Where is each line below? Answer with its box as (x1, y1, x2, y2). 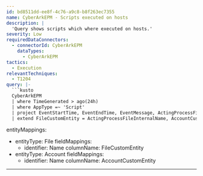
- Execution (11, 64, 42, 71)
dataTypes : (17, 48, 45, 54)
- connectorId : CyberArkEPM (11, 43, 83, 49)
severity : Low (6, 31, 42, 37)
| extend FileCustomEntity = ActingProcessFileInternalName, (11, 115, 169, 121)
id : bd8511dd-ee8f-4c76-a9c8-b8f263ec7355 (6, 8, 115, 15)
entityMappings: (6, 126, 47, 133)
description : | (6, 20, 45, 26)
